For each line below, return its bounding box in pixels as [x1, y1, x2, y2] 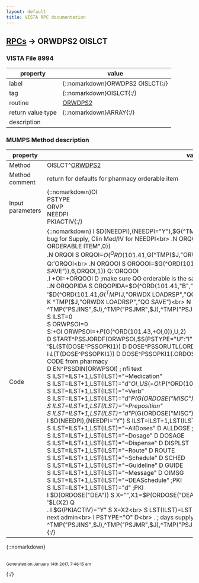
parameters [9, 206, 41, 215]
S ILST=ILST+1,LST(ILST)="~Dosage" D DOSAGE [47, 431, 185, 440]
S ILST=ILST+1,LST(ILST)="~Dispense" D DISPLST [47, 439, 190, 448]
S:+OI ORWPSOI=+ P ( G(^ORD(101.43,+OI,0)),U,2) [47, 327, 187, 336]
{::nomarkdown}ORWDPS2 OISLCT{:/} [62, 80, 168, 88]
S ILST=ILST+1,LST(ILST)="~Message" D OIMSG [47, 469, 184, 477]
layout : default [6, 8, 46, 15]
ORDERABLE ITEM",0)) [47, 242, 111, 250]
